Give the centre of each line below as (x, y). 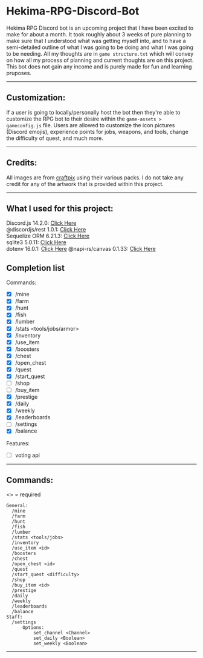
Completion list (36, 268)
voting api (27, 455)
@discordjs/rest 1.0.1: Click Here (46, 230)
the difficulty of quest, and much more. (55, 138)
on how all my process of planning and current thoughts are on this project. (100, 60)
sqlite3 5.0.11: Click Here (36, 242)
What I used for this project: (60, 208)
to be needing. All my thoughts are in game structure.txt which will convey (100, 53)
